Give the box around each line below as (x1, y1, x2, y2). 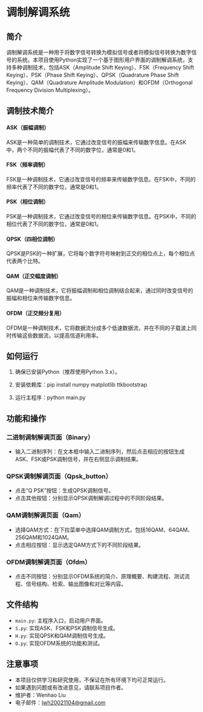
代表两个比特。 (6, 258, 43, 265)
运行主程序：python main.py (14, 394, 86, 401)
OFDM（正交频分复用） (6, 310, 65, 316)
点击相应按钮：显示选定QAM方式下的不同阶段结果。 (14, 541, 144, 548)
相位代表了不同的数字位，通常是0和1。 (6, 220, 102, 227)
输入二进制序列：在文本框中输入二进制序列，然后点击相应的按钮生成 (14, 448, 185, 456)
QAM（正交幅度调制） (6, 272, 62, 279)
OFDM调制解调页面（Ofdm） (6, 558, 92, 566)
